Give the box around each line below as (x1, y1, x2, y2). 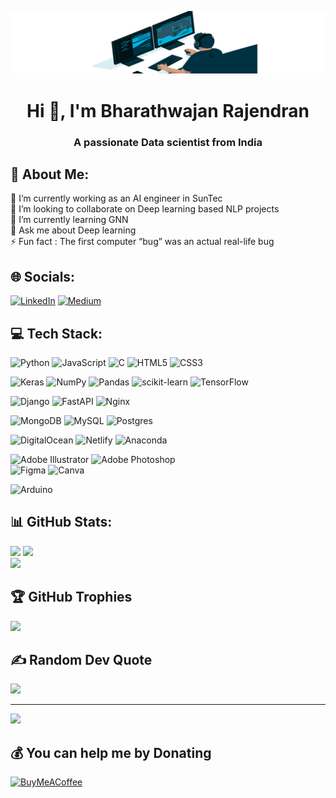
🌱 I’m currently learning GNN (10, 214, 129, 226)
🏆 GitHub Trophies (10, 589, 133, 606)
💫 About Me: (10, 166, 90, 183)
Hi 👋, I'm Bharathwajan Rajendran (26, 99, 310, 122)
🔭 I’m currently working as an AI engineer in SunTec (10, 192, 223, 205)
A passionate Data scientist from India (73, 135, 263, 149)
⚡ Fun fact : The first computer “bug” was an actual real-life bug (10, 236, 275, 248)
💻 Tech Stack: (10, 325, 103, 342)
